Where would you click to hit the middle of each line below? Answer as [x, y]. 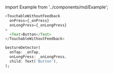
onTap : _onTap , [25, 52]
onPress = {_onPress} [29, 21]
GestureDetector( [23, 48]
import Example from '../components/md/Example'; [57, 7]
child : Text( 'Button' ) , [34, 61]
